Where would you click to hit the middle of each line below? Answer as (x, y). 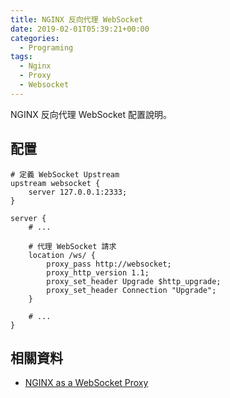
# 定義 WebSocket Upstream (65, 174)
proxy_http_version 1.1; (98, 272)
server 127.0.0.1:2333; (78, 192)
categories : (35, 38)
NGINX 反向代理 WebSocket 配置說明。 (91, 114)
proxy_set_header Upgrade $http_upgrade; (134, 281)
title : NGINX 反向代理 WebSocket (77, 19)
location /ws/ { (62, 255)
